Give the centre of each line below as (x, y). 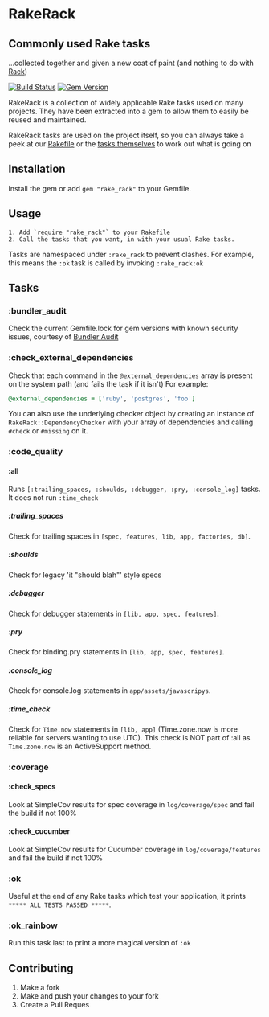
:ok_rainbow (33, 925)
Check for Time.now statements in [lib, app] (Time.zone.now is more (123, 729)
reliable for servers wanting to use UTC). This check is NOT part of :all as (129, 738)
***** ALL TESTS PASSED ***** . (60, 904)
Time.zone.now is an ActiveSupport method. (80, 746)
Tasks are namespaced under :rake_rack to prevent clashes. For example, (131, 254)
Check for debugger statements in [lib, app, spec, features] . (114, 613)
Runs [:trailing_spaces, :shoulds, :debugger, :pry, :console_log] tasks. (134, 489)
